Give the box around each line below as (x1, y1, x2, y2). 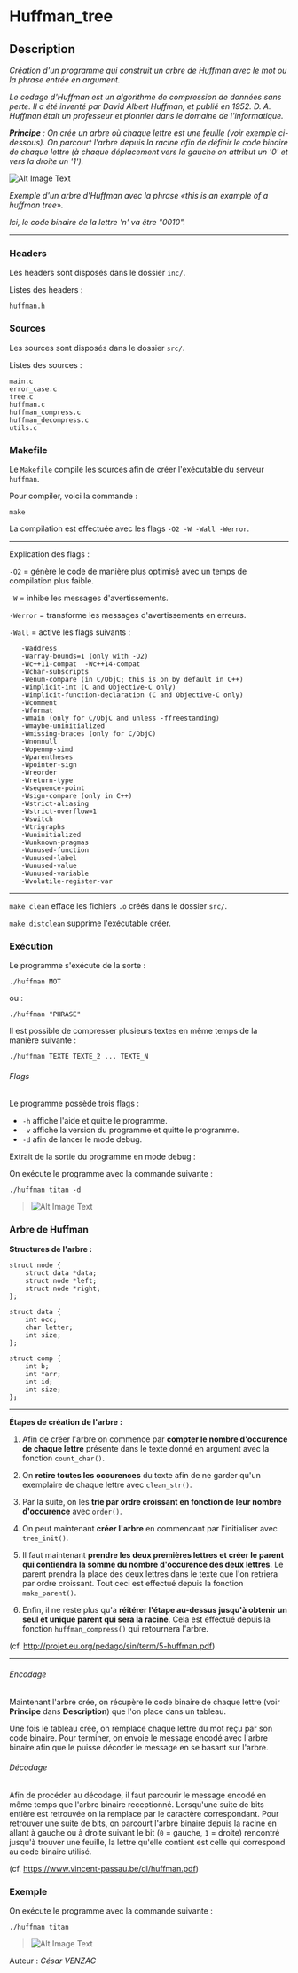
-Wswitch (20, 814, 53, 824)
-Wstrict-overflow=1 (20, 807, 98, 816)
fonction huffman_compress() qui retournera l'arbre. (21, 1623, 208, 1633)
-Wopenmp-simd (20, 745, 74, 754)
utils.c (9, 423, 38, 432)
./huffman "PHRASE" (9, 1010, 82, 1019)
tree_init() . (21, 1532, 69, 1543)
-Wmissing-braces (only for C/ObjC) (20, 729, 157, 738)
